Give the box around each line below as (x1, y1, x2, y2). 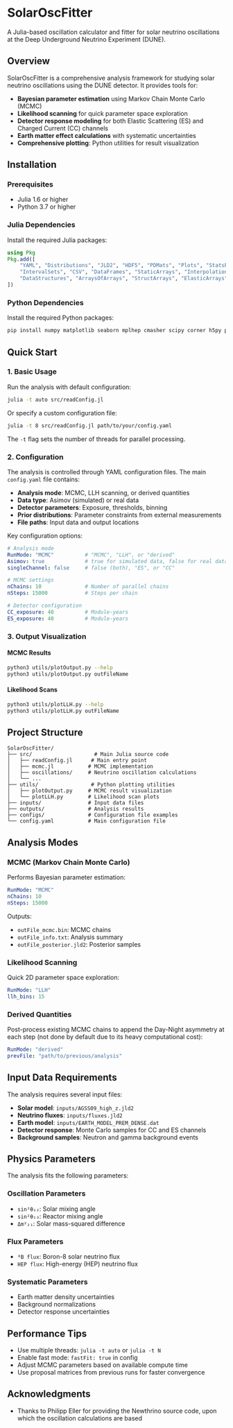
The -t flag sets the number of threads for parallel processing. (7, 435, 186, 443)
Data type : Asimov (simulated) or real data (17, 496, 139, 504)
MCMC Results (7, 648, 51, 657)
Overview (7, 55, 51, 67)
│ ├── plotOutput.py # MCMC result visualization (7, 787, 172, 795)
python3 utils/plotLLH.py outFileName (7, 707, 119, 714)
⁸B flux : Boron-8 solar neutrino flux (17, 1252, 120, 1260)
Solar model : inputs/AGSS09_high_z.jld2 (17, 1103, 134, 1112)
